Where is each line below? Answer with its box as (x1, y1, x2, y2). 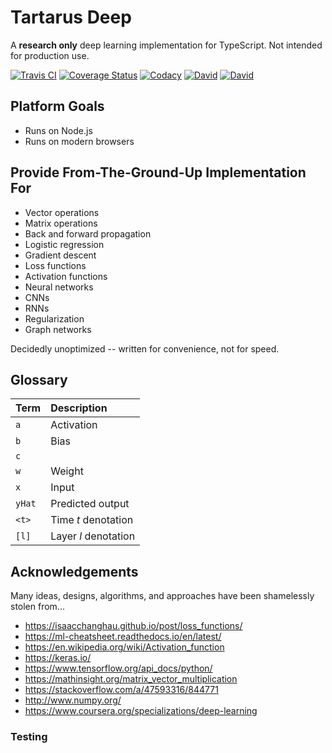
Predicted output (50, 497, 130, 511)
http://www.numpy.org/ (24, 694, 122, 706)
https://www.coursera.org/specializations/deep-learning (24, 705, 258, 717)
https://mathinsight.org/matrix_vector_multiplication (24, 673, 238, 685)
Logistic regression (24, 238, 105, 250)
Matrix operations (24, 217, 98, 229)
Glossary (10, 371, 68, 388)
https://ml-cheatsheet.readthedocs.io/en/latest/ (24, 631, 222, 643)
